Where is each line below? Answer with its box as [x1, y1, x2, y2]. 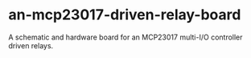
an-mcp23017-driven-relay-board [8, 6, 241, 24]
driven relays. [8, 40, 54, 50]
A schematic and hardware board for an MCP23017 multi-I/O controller [8, 32, 243, 42]
